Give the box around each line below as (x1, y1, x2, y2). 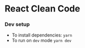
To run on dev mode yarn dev (11, 37, 72, 43)
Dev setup (4, 21, 30, 28)
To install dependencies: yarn (11, 32, 73, 38)
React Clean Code (4, 3, 81, 14)
